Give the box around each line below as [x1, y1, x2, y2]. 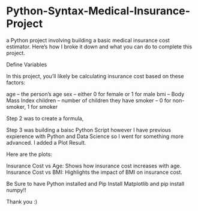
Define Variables [6, 61, 47, 68]
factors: [6, 79, 26, 86]
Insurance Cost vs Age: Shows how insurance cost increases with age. [6, 162, 182, 169]
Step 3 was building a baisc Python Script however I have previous [6, 126, 171, 133]
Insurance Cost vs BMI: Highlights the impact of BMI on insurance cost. [6, 169, 183, 176]
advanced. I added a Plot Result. [6, 139, 86, 146]
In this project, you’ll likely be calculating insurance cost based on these [6, 72, 184, 79]
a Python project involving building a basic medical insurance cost [6, 36, 170, 44]
